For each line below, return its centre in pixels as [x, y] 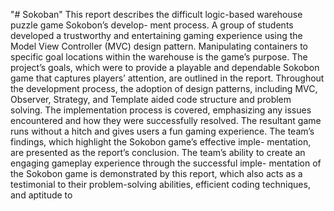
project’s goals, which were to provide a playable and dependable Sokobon [165, 67]
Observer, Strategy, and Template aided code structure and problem [151, 99]
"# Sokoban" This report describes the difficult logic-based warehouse [156, 14]
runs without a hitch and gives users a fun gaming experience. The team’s [162, 131]
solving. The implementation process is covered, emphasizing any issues [161, 110]
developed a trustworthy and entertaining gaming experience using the [156, 35]
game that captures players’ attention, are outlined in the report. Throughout [167, 78]
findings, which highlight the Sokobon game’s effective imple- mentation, [161, 142]
